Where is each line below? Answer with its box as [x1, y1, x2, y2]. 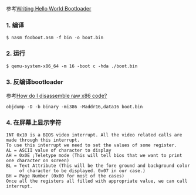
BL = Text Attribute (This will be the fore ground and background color [6, 163, 191, 169]
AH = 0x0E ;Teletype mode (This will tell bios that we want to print [6, 153, 183, 159]
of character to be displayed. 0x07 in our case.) [19, 168, 146, 174]
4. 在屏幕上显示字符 [6, 118, 62, 126]
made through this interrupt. [6, 137, 80, 143]
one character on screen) [6, 158, 69, 164]
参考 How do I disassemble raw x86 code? [6, 92, 107, 99]
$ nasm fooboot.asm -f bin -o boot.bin [6, 35, 104, 41]
